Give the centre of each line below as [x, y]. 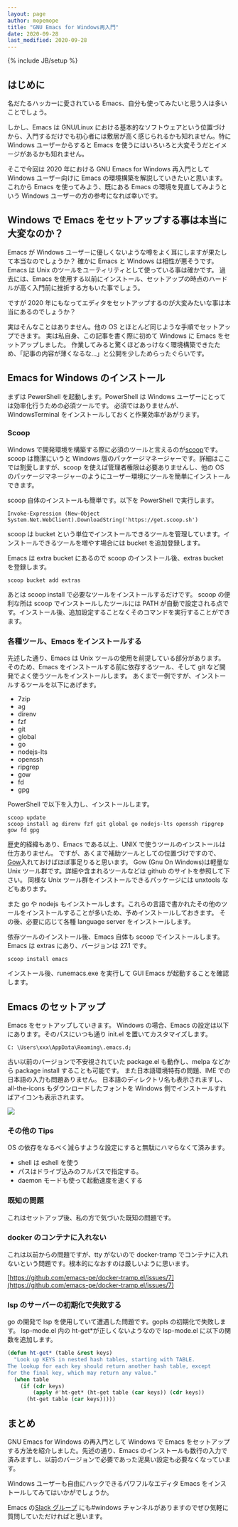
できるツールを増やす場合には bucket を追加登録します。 [121, 543]
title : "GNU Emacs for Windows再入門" [63, 27]
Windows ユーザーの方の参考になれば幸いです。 [91, 196]
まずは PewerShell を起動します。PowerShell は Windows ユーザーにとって [117, 396]
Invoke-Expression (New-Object [54, 514]
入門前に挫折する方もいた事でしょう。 [88, 287]
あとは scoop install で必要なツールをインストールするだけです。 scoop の [116, 594]
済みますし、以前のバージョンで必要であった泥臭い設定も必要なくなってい [116, 1459]
